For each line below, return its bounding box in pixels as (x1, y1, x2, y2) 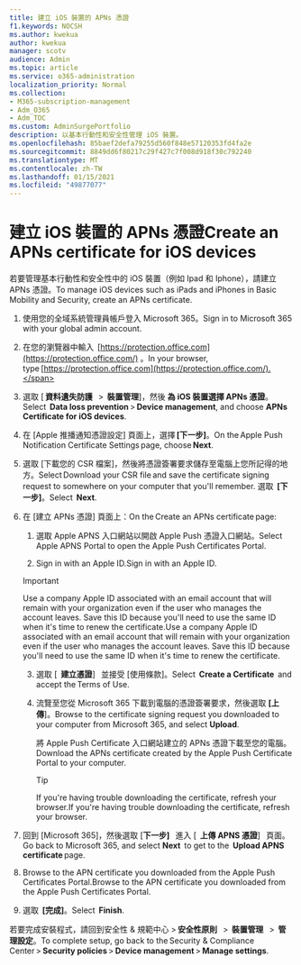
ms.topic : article (9, 64, 78, 73)
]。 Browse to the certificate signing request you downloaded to (43, 709, 279, 720)
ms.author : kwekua (9, 30, 78, 39)
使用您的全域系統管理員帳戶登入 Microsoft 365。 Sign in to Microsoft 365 (22, 313, 293, 324)
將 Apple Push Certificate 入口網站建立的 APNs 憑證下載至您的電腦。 (35, 738, 292, 749)
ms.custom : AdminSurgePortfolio (9, 123, 131, 132)
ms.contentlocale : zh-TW (9, 164, 103, 173)
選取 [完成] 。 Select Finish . (22, 905, 124, 915)
